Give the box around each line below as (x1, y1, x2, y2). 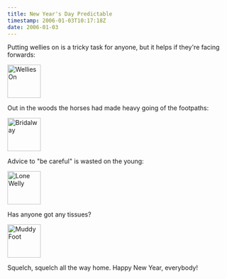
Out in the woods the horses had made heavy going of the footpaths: (7, 104, 209, 112)
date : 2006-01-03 (7, 23, 59, 31)
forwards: (7, 50, 35, 59)
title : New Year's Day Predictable (7, 10, 113, 18)
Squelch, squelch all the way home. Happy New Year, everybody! (7, 263, 199, 272)
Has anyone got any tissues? (7, 210, 92, 219)
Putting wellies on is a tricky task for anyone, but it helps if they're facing (7, 43, 220, 52)
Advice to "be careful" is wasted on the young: (7, 157, 144, 165)
